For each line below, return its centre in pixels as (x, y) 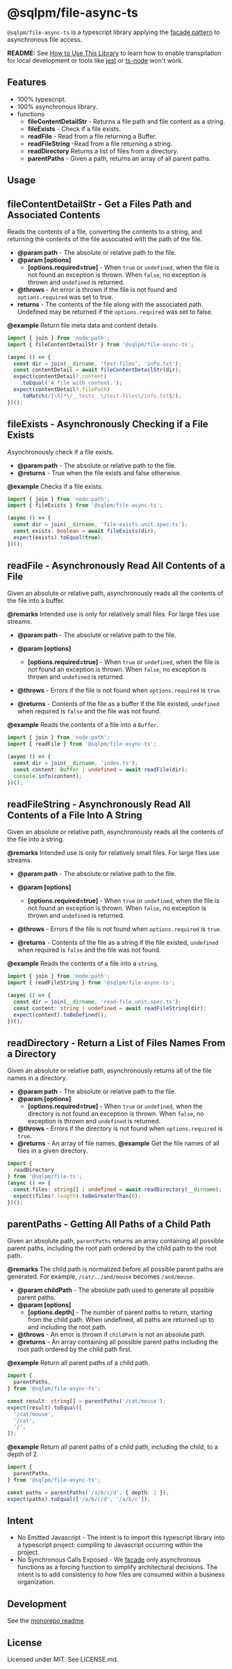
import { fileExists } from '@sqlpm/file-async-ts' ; (85, 506)
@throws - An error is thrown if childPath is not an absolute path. (111, 1335)
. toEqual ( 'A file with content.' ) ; (71, 383)
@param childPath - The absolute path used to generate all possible (116, 1290)
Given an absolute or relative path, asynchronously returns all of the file (109, 1070)
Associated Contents (54, 215)
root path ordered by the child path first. (75, 1349)
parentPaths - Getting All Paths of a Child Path (109, 1224)
